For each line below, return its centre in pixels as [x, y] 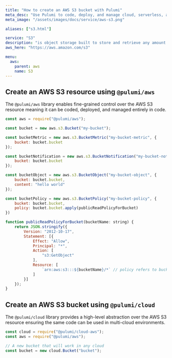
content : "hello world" [40, 184]
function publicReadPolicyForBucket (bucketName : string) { [70, 222]
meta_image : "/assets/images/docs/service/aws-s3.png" [65, 19]
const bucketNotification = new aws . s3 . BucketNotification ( [71, 156]
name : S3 [24, 71]
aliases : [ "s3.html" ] [28, 29]
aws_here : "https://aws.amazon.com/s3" [48, 48]
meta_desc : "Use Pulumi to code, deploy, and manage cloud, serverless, [84, 15]
